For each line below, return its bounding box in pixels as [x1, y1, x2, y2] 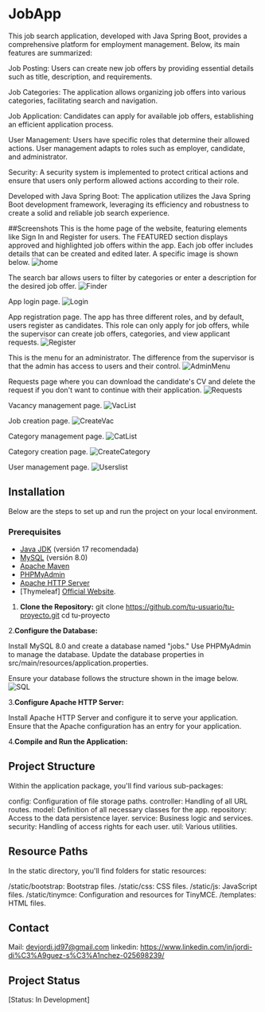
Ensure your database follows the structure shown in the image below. [8, 674, 239, 683]
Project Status [8, 974, 81, 987]
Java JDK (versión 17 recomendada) [19, 544, 139, 554]
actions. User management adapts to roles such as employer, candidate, [8, 143, 245, 153]
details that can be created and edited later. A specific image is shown [8, 248, 239, 259]
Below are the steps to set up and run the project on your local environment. [8, 506, 258, 516]
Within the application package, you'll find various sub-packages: [8, 780, 224, 790]
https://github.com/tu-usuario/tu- [126, 602, 235, 612]
